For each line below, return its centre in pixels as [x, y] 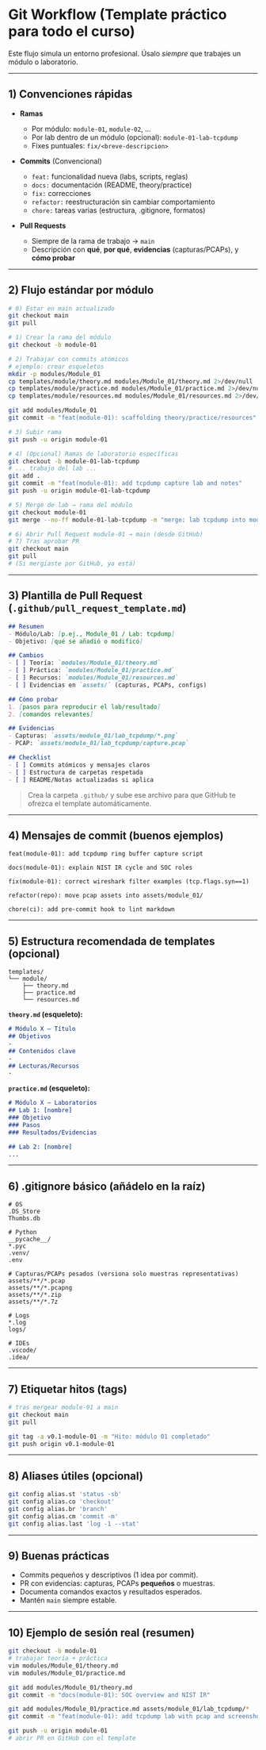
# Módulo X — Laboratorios [53, 1103]
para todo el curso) [72, 31]
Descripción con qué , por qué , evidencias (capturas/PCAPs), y [135, 249]
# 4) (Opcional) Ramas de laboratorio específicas [93, 454]
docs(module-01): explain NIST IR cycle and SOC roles [101, 868]
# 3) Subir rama [35, 432]
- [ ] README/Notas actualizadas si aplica [81, 779]
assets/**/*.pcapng [40, 1288]
